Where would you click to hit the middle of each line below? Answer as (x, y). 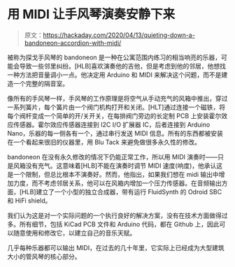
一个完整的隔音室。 (41, 83)
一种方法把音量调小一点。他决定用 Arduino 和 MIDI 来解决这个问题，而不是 (114, 75)
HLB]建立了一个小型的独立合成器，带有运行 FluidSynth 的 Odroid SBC (122, 192)
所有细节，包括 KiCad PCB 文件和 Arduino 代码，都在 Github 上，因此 (119, 224)
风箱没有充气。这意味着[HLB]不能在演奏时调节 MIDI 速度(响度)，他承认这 (118, 166)
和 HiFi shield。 (29, 201)
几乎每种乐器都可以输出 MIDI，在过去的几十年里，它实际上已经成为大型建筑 (116, 247)
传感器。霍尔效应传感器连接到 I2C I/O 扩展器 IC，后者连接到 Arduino (112, 124)
